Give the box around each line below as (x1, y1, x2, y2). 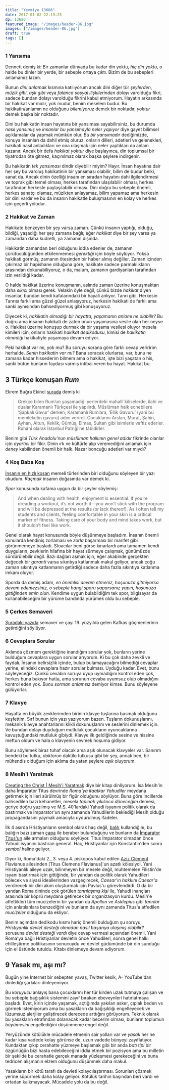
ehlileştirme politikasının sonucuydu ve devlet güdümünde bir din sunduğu (5, 940, 160, 946)
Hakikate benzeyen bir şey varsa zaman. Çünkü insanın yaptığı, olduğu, (5, 225, 154, 231)
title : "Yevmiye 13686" (5, 7, 55, 13)
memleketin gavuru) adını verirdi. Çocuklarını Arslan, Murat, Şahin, (17, 415, 155, 421)
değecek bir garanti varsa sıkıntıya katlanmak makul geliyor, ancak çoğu (5, 558, 155, 564)
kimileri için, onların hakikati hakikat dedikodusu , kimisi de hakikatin (5, 329, 146, 335)
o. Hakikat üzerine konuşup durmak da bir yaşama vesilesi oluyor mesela (5, 324, 157, 330)
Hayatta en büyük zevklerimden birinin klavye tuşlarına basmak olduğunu (5, 711, 157, 717)
